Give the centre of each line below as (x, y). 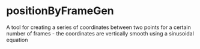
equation (17, 40)
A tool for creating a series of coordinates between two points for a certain (98, 27)
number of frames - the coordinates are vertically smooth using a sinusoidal (100, 33)
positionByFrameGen (60, 11)
